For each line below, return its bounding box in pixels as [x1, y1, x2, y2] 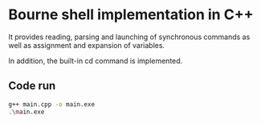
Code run [8, 79, 56, 93]
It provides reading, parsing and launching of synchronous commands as [8, 32, 251, 42]
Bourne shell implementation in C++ [8, 6, 254, 24]
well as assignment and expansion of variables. [8, 40, 165, 50]
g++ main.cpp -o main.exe [8, 100, 95, 109]
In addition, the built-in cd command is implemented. [8, 56, 183, 65]
